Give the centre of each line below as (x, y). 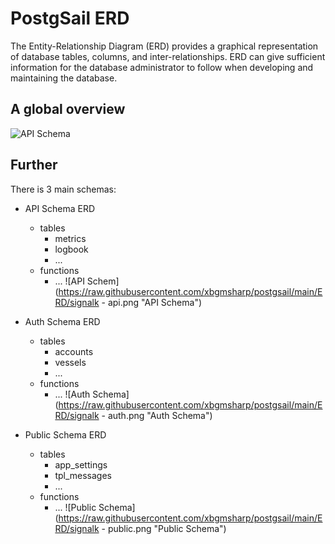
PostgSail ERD (70, 18)
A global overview (68, 109)
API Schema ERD (60, 208)
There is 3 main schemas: (63, 189)
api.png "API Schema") (155, 302)
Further (34, 165)
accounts (74, 351)
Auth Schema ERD (62, 321)
